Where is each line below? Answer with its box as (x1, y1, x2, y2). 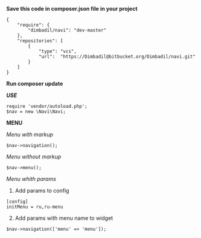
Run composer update (6, 80, 63, 87)
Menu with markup (6, 131, 53, 138)
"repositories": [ (17, 38, 63, 44)
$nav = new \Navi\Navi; (6, 108, 66, 114)
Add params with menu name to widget (14, 215, 113, 222)
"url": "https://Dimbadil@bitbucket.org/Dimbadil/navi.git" (38, 54, 196, 60)
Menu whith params (6, 175, 56, 183)
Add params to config (14, 187, 69, 194)
